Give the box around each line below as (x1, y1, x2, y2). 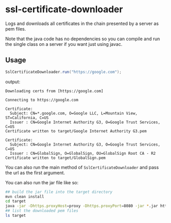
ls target (5, 213, 26, 218)
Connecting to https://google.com (5, 97, 79, 102)
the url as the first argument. (5, 170, 65, 176)
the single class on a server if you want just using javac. (5, 41, 123, 47)
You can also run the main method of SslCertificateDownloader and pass (5, 164, 159, 170)
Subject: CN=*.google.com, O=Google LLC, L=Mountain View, (10, 110, 138, 116)
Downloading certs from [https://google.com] (5, 88, 103, 94)
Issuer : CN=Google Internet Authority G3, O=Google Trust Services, (10, 120, 160, 125)
